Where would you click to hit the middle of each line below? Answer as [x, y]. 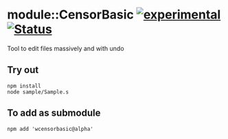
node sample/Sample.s [38, 92]
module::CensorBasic [70, 15]
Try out [23, 70]
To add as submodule [54, 113]
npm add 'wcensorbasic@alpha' [50, 129]
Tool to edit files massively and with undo [66, 48]
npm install [24, 86]
